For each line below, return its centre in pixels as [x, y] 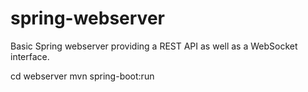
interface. [30, 56]
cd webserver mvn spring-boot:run [82, 76]
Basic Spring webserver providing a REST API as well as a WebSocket [154, 46]
